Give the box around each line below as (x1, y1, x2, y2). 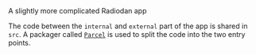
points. (8, 38, 31, 48)
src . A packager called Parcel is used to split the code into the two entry (8, 30, 246, 39)
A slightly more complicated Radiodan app (8, 6, 147, 16)
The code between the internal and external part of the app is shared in (8, 21, 248, 31)
